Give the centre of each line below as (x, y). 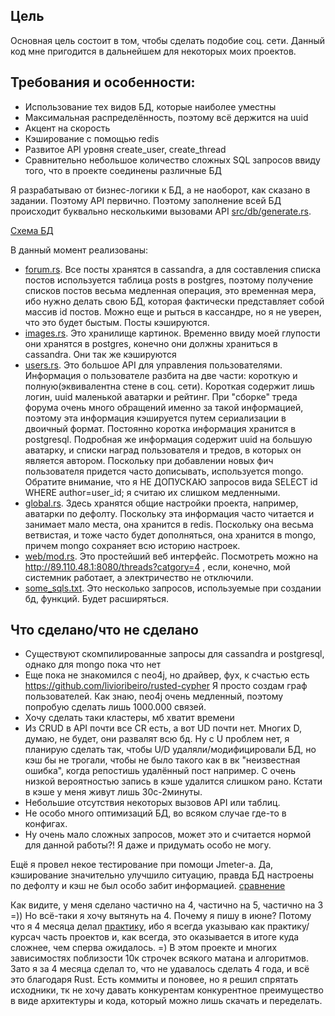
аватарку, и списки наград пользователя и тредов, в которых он (163, 450)
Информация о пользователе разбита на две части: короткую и (161, 375)
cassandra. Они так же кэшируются (100, 354)
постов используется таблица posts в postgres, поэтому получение (169, 280)
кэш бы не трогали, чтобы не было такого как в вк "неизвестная (162, 760)
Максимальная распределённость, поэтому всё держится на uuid (166, 117)
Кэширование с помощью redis (92, 138)
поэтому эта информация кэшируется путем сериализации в (155, 418)
